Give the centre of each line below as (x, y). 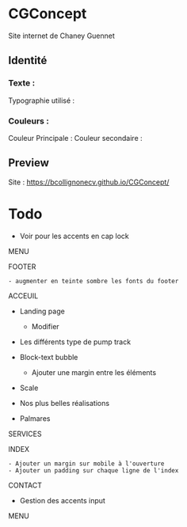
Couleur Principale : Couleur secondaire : (75, 138)
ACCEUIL (23, 296)
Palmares (35, 418)
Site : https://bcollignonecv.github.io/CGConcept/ (89, 182)
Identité (28, 61)
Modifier (45, 326)
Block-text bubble (49, 357)
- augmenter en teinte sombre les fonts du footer (93, 281)
